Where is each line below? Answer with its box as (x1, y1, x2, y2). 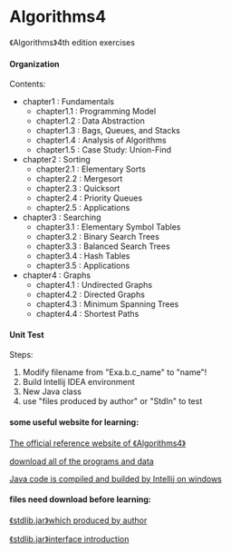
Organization (9, 58, 60, 69)
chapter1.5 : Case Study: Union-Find (35, 144, 172, 155)
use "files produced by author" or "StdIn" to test (22, 396, 203, 407)
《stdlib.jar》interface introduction (9, 533, 130, 544)
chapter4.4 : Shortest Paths (35, 309, 140, 320)
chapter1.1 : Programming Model (35, 106, 157, 117)
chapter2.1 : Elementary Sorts (35, 163, 147, 174)
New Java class (22, 386, 82, 397)
